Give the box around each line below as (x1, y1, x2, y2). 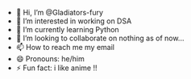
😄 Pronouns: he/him (15, 54, 85, 64)
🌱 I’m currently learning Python (15, 25, 119, 34)
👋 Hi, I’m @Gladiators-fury (15, 8, 103, 17)
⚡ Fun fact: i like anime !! (15, 63, 98, 73)
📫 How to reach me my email (15, 43, 115, 52)
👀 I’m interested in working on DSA (15, 16, 132, 26)
